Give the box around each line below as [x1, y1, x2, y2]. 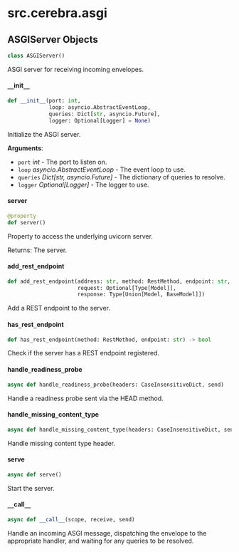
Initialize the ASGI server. [7, 130, 81, 138]
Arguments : [7, 144, 44, 152]
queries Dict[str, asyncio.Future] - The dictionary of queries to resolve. [17, 172, 225, 181]
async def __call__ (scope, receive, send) [7, 516, 135, 523]
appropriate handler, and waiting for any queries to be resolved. [7, 536, 194, 545]
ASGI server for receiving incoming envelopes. [7, 65, 144, 73]
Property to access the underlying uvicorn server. [7, 231, 153, 240]
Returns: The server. [7, 246, 68, 254]
